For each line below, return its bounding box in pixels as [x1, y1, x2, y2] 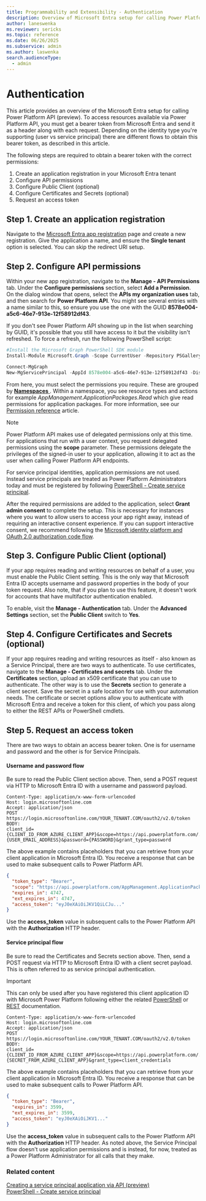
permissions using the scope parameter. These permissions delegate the [6, 444, 191, 451]
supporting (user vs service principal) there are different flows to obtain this [6, 133, 198, 141]
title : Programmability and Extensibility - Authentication [6, 9, 164, 15]
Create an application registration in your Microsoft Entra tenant [15, 170, 177, 178]
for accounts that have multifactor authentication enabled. [6, 593, 153, 600]
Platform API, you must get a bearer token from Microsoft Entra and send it [6, 120, 195, 128]
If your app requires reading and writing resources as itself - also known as [6, 655, 196, 662]
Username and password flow [6, 762, 85, 769]
